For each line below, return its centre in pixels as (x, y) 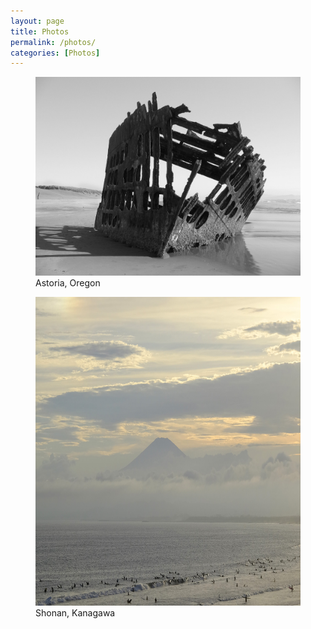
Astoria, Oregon (68, 283)
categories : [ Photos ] (55, 53)
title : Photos (40, 31)
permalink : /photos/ (53, 42)
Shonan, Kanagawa (75, 612)
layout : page (37, 21)
